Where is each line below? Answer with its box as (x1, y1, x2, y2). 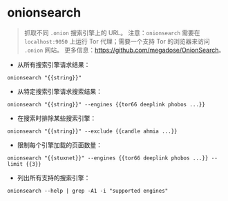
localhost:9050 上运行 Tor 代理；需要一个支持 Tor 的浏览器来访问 (23, 37, 210, 46)
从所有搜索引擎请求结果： (17, 60, 91, 68)
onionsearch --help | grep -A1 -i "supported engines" (7, 187, 169, 194)
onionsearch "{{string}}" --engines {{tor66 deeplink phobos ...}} (7, 101, 206, 108)
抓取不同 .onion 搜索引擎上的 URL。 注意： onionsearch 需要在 (23, 28, 200, 37)
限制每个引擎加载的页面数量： (17, 140, 102, 149)
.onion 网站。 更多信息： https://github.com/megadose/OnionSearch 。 (23, 46, 225, 54)
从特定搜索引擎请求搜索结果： (17, 87, 102, 95)
